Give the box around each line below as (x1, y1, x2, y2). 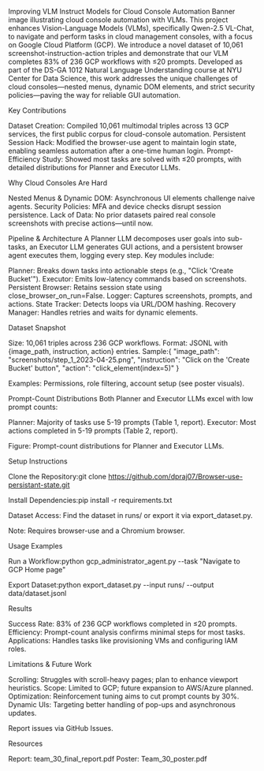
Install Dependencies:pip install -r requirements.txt (8, 496, 173, 505)
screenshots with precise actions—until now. (8, 218, 154, 228)
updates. (8, 709, 37, 717)
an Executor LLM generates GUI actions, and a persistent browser (28, 242, 244, 251)
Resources (8, 739, 43, 748)
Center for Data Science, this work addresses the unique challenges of (8, 74, 238, 83)
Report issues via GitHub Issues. (8, 724, 113, 732)
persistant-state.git (8, 480, 70, 490)
